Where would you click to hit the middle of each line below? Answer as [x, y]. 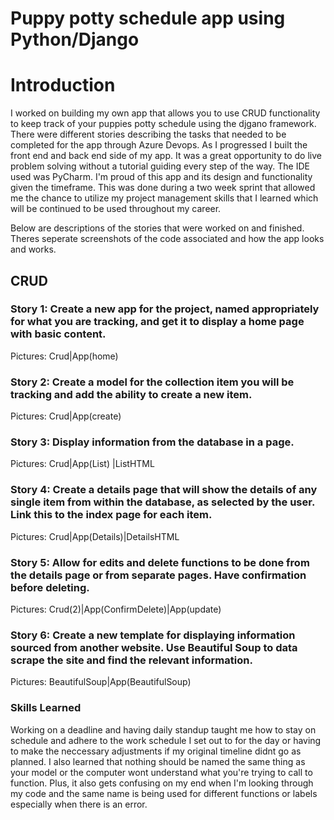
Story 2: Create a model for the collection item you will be [152, 382]
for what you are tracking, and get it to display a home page [157, 322]
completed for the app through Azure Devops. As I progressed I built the [159, 145]
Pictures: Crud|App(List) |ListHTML [82, 464]
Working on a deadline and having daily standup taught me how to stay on [163, 729]
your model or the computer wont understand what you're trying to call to [161, 772]
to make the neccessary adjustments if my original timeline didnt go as [156, 751]
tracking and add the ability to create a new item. [131, 394]
